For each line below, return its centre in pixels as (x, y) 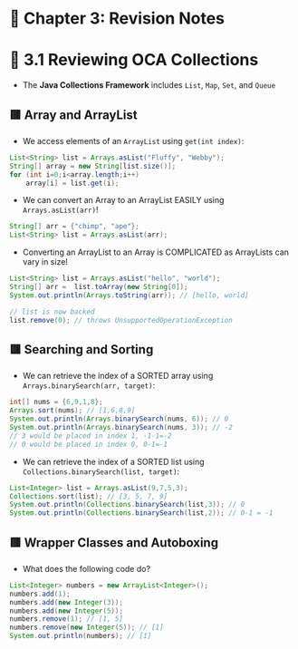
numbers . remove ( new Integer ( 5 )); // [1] (87, 628)
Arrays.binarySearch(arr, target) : (89, 385)
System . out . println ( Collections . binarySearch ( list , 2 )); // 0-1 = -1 (141, 513)
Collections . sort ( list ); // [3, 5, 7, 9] (89, 496)
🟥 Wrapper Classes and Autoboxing (114, 542)
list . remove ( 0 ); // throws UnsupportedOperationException (121, 320)
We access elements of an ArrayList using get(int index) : (133, 140)
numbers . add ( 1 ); (40, 594)
